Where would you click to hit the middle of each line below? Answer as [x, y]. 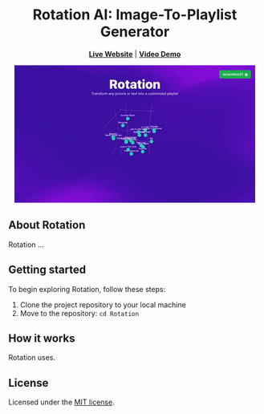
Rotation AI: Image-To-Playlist [135, 15]
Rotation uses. [32, 358]
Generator [135, 32]
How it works [42, 338]
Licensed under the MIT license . [61, 402]
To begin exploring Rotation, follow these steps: [87, 289]
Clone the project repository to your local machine [103, 304]
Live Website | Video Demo [135, 54]
